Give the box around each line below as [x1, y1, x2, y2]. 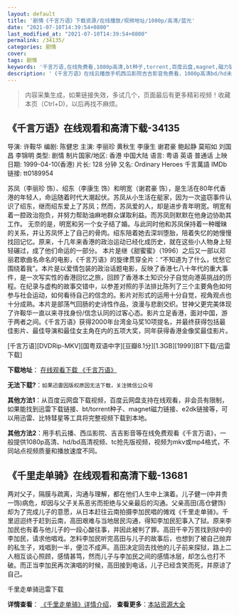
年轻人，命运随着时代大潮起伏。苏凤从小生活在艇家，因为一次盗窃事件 [19, 193, 225, 201]
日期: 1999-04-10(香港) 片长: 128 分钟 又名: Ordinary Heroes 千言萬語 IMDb [7, 160, 228, 169]
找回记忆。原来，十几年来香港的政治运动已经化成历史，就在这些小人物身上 [7, 238, 225, 246]
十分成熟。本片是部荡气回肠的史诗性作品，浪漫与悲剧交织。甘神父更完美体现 [7, 300, 232, 308]
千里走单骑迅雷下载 [7, 585, 64, 594]
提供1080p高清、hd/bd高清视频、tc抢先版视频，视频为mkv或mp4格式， [13, 438, 224, 446]
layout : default [7, 10, 55, 18]
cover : [7, 51, 27, 58]
